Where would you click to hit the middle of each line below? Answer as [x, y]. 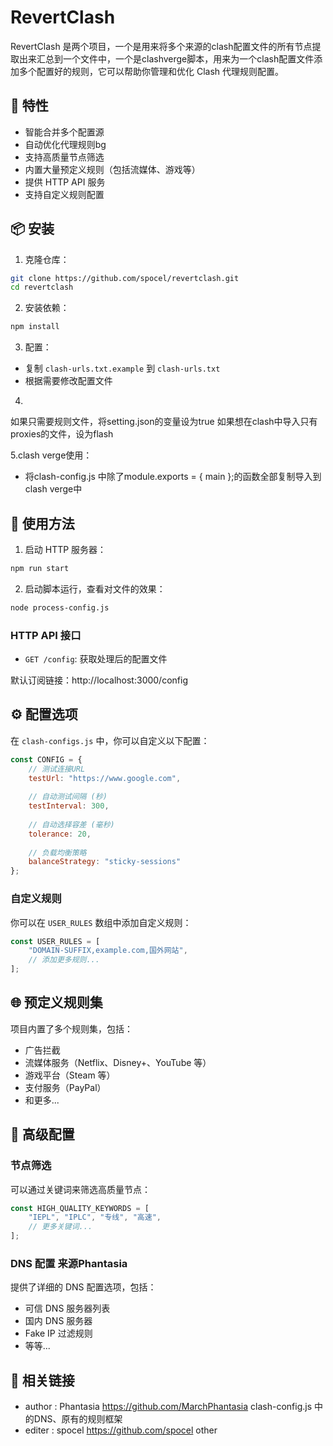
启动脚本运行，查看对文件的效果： [95, 588]
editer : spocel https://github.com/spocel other [121, 1430]
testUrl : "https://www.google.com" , [105, 778]
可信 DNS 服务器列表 [67, 1308]
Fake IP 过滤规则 [58, 1333]
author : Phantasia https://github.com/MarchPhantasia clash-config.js [168, 1407]
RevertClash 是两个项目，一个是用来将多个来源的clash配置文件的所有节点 [161, 46]
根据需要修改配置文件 [68, 381]
